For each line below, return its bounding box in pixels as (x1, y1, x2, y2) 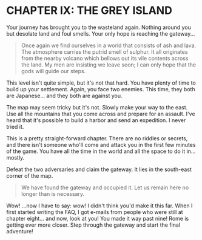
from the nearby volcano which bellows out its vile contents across (21, 54, 189, 62)
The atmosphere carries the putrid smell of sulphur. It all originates (21, 48, 188, 55)
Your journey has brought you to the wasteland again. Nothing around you (6, 24, 191, 31)
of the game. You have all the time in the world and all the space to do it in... (6, 148, 196, 155)
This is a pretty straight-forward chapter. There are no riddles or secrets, (6, 134, 188, 142)
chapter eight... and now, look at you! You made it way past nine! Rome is (6, 215, 189, 222)
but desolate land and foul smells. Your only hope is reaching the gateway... (6, 30, 195, 37)
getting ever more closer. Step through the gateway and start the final (6, 221, 181, 229)
